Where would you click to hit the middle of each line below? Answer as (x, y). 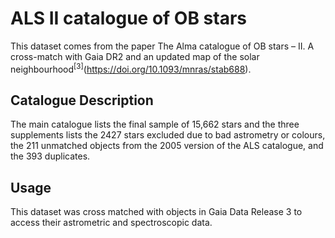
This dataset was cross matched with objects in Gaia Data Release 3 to (156, 212)
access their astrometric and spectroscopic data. (111, 223)
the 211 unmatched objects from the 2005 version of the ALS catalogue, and (167, 146)
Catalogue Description (82, 100)
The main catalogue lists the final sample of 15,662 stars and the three (155, 124)
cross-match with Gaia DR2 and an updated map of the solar (135, 56)
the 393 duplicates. (50, 156)
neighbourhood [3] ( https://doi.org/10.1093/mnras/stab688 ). (131, 68)
